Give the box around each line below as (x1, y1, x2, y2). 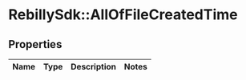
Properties (8, 38, 63, 51)
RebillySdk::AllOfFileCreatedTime (8, 6, 238, 24)
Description (71, 62, 116, 72)
